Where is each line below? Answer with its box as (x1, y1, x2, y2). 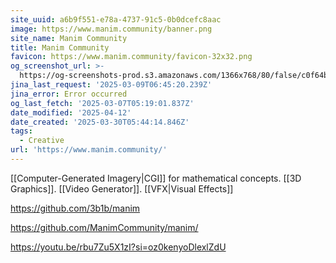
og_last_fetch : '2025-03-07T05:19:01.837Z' (10, 98, 195, 108)
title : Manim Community (10, 42, 110, 53)
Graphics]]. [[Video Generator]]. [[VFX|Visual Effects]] (10, 182, 234, 195)
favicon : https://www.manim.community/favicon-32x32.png (10, 52, 253, 62)
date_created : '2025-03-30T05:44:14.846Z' (10, 117, 190, 127)
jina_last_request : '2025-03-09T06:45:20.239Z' (10, 80, 213, 90)
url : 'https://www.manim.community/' (10, 145, 168, 155)
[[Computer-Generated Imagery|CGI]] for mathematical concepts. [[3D (10, 172, 302, 184)
